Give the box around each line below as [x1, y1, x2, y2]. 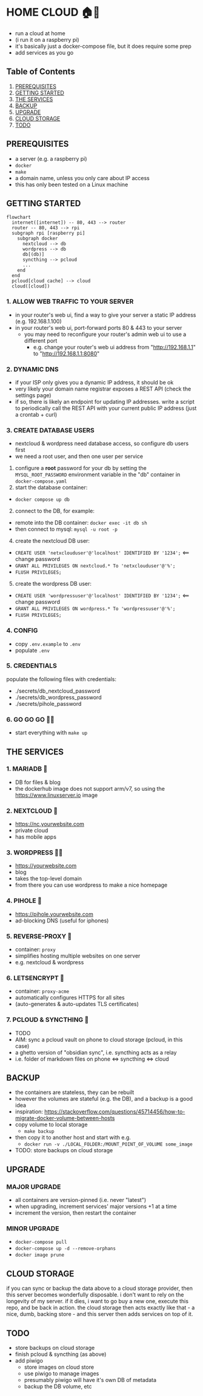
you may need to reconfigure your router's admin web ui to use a [24, 331, 187, 338]
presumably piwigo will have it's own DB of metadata [24, 1377, 156, 1384]
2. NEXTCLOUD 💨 [6, 807, 58, 815]
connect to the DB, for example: [15, 508, 95, 515]
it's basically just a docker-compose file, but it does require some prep [15, 42, 192, 50]
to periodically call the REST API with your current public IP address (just [15, 404, 197, 412]
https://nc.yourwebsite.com [15, 820, 85, 828]
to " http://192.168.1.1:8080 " [33, 350, 100, 357]
